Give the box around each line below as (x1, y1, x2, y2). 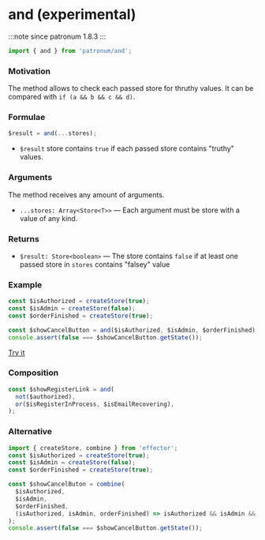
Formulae (8, 112, 46, 123)
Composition (8, 367, 59, 378)
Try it (8, 347, 25, 357)
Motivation (8, 66, 51, 77)
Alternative (8, 426, 53, 437)
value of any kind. (19, 213, 78, 223)
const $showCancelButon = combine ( (8, 480, 125, 489)
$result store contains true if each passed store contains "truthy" (19, 144, 235, 153)
